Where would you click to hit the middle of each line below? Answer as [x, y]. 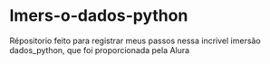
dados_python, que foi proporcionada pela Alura [100, 50]
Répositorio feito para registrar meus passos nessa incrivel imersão [135, 41]
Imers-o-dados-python [99, 16]
